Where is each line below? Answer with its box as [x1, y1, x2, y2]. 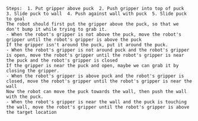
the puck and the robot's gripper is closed [6, 58, 118, 63]
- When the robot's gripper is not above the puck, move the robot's [6, 31, 182, 37]
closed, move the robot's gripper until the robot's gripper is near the [6, 78, 193, 84]
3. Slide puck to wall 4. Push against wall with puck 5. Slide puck [6, 11, 187, 17]
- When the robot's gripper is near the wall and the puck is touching [6, 99, 187, 105]
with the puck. [6, 94, 44, 100]
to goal [6, 16, 25, 22]
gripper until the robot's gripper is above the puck [6, 37, 142, 43]
